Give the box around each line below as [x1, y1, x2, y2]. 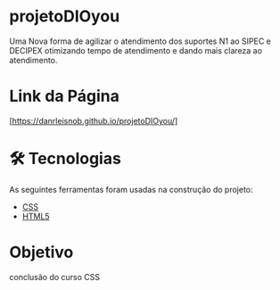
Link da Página [9, 87, 120, 106]
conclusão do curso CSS [9, 271, 101, 282]
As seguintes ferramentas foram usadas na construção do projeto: [9, 184, 253, 195]
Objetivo [9, 243, 74, 262]
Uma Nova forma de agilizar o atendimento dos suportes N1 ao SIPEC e [9, 36, 272, 46]
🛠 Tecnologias [9, 149, 122, 169]
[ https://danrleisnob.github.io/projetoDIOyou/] [9, 115, 178, 126]
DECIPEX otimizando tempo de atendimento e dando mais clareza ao [9, 45, 263, 55]
